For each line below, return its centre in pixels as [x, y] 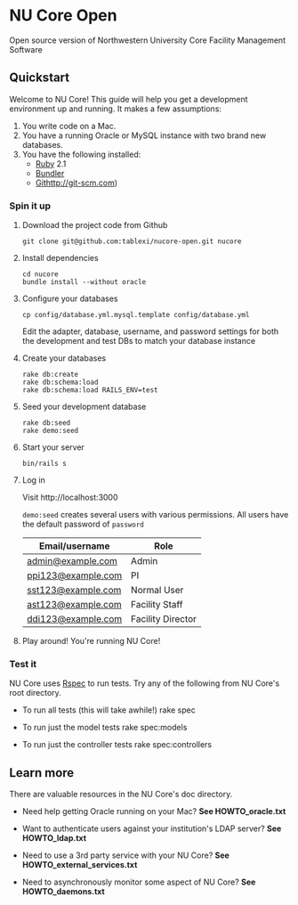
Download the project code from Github [95, 225]
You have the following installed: [81, 154]
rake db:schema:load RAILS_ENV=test [90, 390]
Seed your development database [84, 407]
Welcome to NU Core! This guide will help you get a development [129, 99]
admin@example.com [72, 561]
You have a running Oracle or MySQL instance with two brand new [144, 135]
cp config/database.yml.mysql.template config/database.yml [136, 315]
